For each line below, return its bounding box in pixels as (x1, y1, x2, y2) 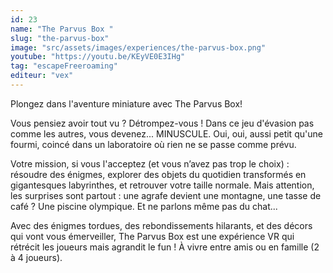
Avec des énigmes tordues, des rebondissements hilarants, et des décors (10, 219, 313, 231)
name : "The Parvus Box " (10, 24, 114, 34)
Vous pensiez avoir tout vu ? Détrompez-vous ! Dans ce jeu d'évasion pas (10, 117, 315, 129)
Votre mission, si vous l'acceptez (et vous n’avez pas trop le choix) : (10, 157, 290, 170)
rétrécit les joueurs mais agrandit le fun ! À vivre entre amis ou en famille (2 (10, 241, 320, 253)
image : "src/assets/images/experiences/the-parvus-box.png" (10, 42, 267, 53)
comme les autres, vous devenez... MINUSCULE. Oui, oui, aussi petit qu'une (10, 127, 323, 140)
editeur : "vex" (10, 71, 74, 81)
